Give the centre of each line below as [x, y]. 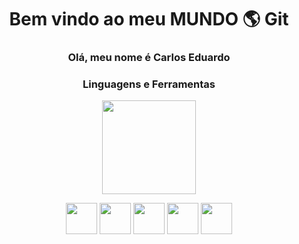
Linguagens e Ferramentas [149, 84]
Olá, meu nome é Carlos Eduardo [149, 58]
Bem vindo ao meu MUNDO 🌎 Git [149, 19]
